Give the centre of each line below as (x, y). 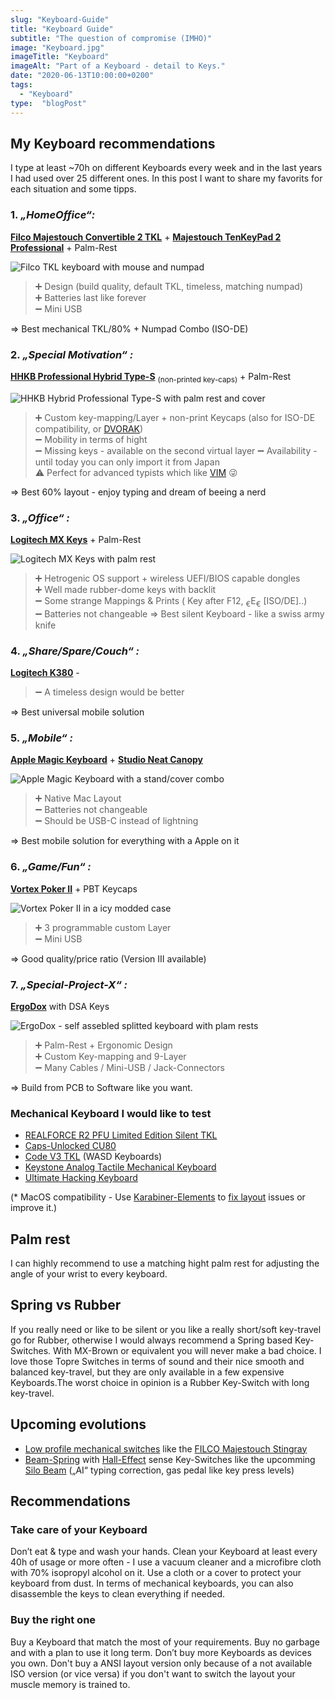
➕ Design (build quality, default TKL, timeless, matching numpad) (169, 286)
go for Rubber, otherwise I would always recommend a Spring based (151, 1340)
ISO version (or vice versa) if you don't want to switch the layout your (153, 1673)
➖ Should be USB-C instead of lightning (116, 821)
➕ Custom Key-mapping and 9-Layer (110, 1056)
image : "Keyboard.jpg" (57, 47)
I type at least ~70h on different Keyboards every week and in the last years (166, 168)
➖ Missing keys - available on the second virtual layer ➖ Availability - (176, 450)
